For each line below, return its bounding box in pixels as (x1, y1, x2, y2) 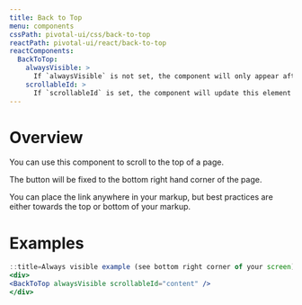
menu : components (9, 22, 75, 31)
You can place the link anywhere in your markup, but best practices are (9, 192, 274, 202)
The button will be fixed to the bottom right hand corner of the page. (9, 175, 262, 185)
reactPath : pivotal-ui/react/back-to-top (9, 38, 167, 48)
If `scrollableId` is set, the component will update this (32, 88, 259, 97)
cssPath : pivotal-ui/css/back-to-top (9, 30, 151, 39)
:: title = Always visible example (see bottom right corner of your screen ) (9, 263, 296, 272)
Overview (9, 127, 84, 148)
